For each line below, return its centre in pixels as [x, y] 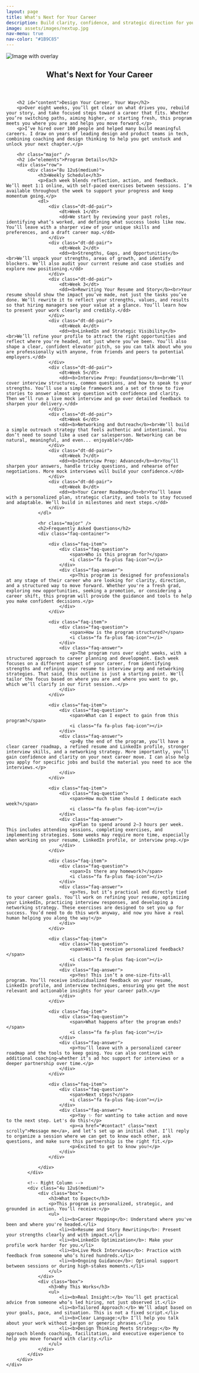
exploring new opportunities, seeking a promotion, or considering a [94, 591]
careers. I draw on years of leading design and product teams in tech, [98, 134]
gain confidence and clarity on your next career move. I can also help [98, 757]
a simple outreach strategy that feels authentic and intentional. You [96, 430]
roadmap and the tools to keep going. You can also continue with [90, 1053]
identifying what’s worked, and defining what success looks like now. [96, 222]
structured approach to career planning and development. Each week [92, 659]
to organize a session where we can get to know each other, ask [88, 1136]
